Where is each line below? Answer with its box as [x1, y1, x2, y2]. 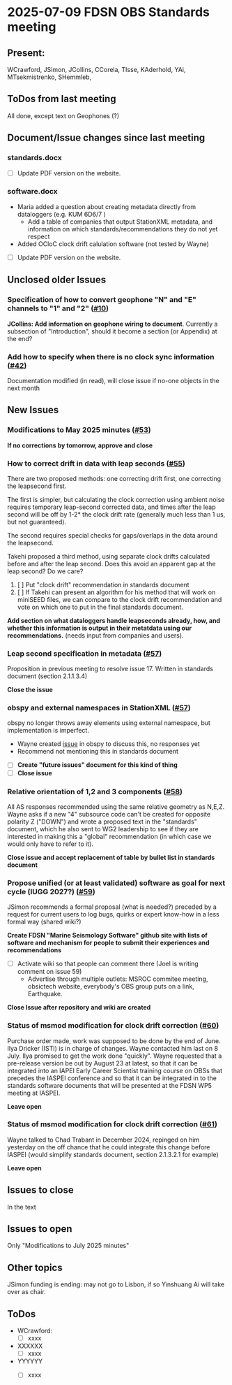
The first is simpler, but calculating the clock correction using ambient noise [7, 495, 225, 503]
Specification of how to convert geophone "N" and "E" [7, 295, 197, 305]
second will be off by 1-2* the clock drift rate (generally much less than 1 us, [7, 510, 226, 518]
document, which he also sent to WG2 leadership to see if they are [7, 824, 199, 833]
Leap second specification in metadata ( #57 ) [7, 648, 162, 658]
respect [27, 232, 50, 241]
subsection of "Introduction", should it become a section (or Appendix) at [7, 326, 217, 336]
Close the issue [7, 686, 54, 694]
